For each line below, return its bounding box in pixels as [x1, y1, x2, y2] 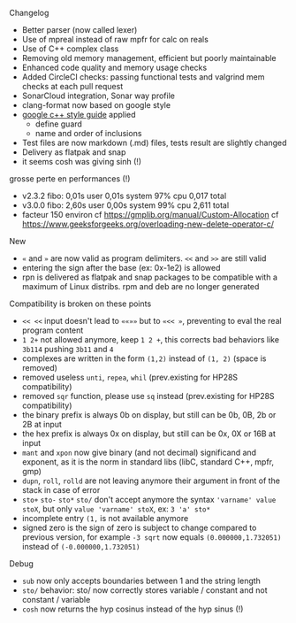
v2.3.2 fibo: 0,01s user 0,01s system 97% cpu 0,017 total [21, 190, 227, 201]
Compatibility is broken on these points [9, 298, 152, 309]
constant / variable [21, 595, 91, 604]
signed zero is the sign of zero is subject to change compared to [21, 522, 257, 533]
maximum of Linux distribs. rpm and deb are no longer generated [21, 281, 260, 291]
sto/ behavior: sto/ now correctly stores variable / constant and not [21, 585, 268, 596]
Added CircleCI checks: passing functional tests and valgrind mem [21, 72, 265, 82]
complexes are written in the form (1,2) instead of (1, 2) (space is [21, 353, 267, 364]
